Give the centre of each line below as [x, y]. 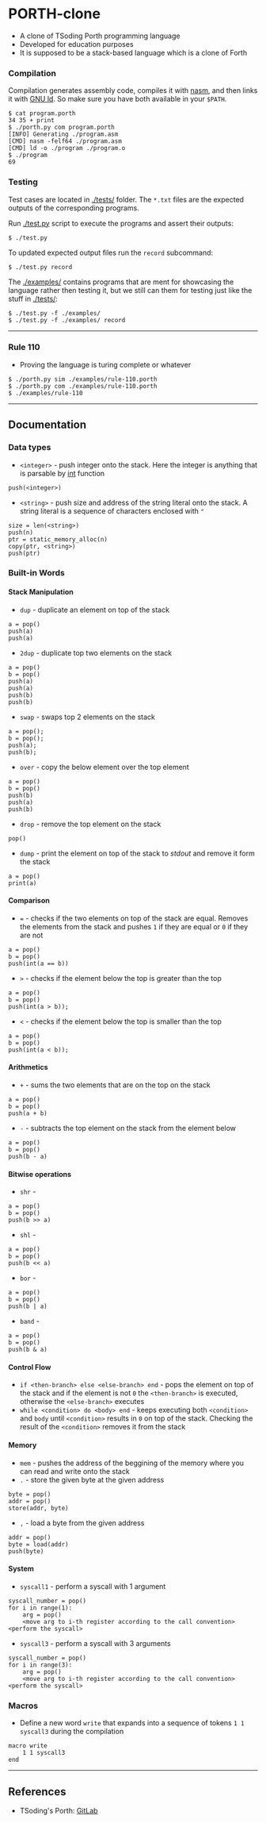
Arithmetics [28, 1067]
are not [31, 935]
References [37, 1792]
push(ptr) [25, 553]
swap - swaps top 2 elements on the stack [87, 717]
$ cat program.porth [42, 113]
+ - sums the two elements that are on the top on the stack [115, 1085]
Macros [23, 1706]
